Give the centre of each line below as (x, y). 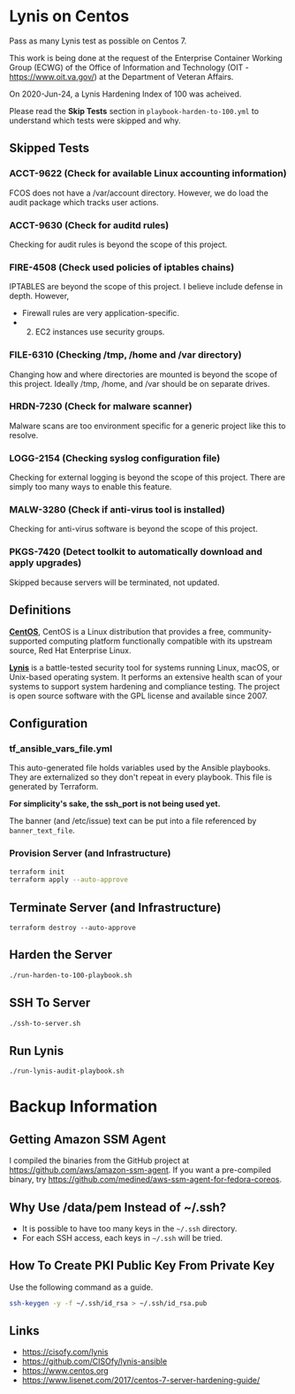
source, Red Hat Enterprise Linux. (70, 650)
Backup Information (83, 1107)
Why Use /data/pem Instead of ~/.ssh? (118, 1207)
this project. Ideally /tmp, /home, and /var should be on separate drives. (140, 383)
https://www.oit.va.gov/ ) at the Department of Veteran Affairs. (121, 76)
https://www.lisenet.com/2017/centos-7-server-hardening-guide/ (141, 1380)
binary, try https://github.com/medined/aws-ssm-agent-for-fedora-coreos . (146, 1180)
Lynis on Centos (69, 16)
